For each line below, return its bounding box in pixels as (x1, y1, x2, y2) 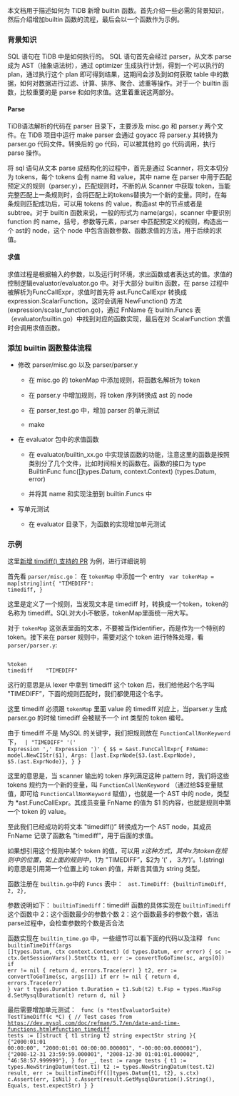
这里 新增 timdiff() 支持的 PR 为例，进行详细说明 (7, 557, 146, 565)
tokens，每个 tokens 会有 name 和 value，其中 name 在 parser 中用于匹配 (15, 172, 232, 181)
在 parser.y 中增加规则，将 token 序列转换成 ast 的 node (28, 391, 193, 399)
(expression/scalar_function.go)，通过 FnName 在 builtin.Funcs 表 (7, 306, 201, 314)
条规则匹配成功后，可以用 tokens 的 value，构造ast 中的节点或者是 (7, 199, 203, 208)
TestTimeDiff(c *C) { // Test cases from (7, 1013, 133, 1021)
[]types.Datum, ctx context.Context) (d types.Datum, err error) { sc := (7, 948, 232, 955)
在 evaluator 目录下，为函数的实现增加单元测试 (28, 520, 166, 528)
